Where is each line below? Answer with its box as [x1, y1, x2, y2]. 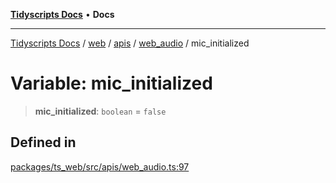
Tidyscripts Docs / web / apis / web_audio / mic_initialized [10, 37, 250, 49]
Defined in [10, 134, 77, 151]
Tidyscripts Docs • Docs [10, 9, 115, 20]
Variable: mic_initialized [10, 72, 213, 95]
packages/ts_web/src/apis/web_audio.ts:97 [10, 160, 190, 173]
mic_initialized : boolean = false [34, 105, 167, 117]
